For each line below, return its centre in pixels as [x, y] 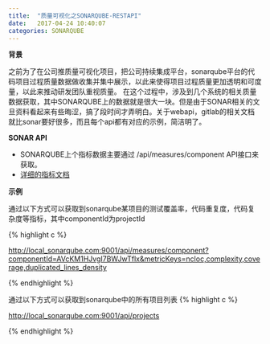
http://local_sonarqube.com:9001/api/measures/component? [108, 251]
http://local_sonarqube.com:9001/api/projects [84, 316]
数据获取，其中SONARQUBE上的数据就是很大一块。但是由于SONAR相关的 [131, 102]
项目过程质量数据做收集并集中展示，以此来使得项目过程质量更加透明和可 [135, 82]
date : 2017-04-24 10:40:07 [57, 23]
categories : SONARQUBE [46, 31]
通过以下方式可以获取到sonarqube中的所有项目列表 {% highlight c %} [123, 300]
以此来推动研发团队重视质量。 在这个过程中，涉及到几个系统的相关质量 [139, 92]
